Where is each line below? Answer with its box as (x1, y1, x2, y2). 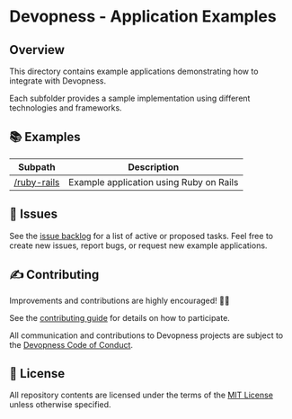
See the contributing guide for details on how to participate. (9, 313, 231, 324)
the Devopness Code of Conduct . (9, 340, 133, 351)
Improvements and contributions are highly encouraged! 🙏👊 (9, 295, 231, 307)
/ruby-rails (13, 175, 60, 188)
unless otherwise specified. (9, 399, 111, 410)
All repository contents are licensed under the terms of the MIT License (9, 389, 274, 401)
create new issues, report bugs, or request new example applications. (9, 240, 268, 251)
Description (128, 160, 180, 173)
